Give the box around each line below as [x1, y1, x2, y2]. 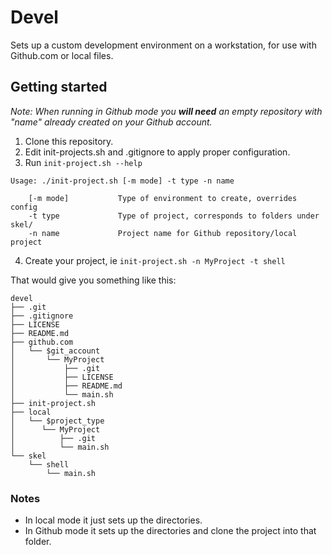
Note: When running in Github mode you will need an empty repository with [10, 105, 323, 117]
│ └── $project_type [10, 416, 105, 426]
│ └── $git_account [10, 346, 101, 356]
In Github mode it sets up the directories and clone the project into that [24, 525, 317, 537]
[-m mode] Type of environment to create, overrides [28, 193, 298, 203]
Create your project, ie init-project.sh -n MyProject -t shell [24, 254, 286, 266]
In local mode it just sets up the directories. [24, 514, 203, 526]
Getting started [10, 79, 108, 96]
